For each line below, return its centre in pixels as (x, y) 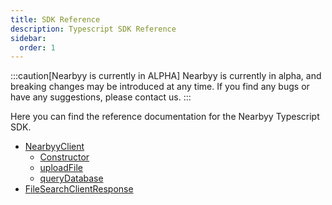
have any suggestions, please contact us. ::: (101, 97)
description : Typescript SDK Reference (93, 29)
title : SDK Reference (55, 19)
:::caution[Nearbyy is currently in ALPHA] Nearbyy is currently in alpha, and (166, 76)
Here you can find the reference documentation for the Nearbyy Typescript (165, 117)
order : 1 (37, 47)
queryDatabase (71, 178)
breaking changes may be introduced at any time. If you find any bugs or (160, 87)
